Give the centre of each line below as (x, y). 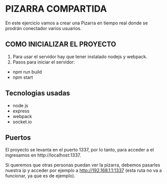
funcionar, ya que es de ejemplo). (40, 176)
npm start (23, 77)
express (21, 111)
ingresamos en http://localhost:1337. (43, 155)
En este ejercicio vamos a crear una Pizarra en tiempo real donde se (77, 23)
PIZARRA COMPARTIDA (56, 9)
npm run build (27, 72)
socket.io (22, 121)
